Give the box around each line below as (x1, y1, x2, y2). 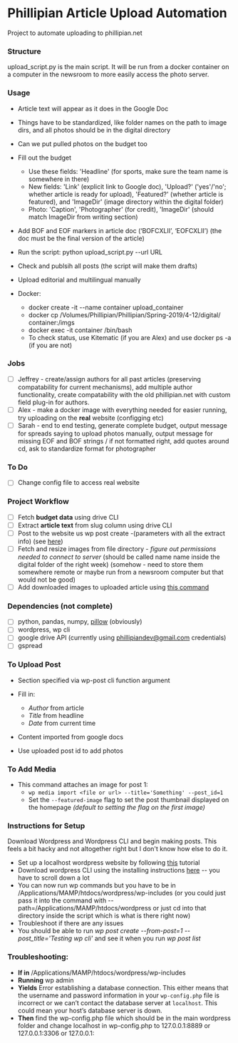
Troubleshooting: (7, 952, 69, 962)
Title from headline (28, 711, 84, 719)
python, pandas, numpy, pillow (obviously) (17, 617, 143, 626)
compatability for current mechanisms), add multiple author (17, 383, 193, 391)
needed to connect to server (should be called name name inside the (17, 553, 220, 561)
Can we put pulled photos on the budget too (17, 139, 148, 148)
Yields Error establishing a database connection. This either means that (17, 983, 229, 992)
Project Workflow (7, 497, 69, 507)
